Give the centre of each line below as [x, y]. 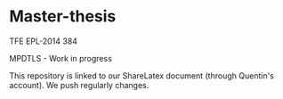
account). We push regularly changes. [79, 85]
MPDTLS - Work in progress [61, 58]
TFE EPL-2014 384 [44, 41]
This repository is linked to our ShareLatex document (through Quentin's [141, 75]
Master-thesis [63, 16]
